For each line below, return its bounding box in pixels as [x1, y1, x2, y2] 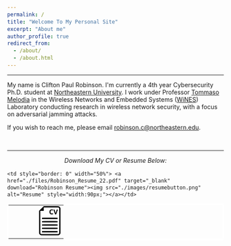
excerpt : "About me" [7, 25, 67, 32]
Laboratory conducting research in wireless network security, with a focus [7, 102, 218, 111]
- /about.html [13, 55, 54, 62]
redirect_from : [7, 40, 51, 47]
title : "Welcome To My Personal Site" [7, 18, 118, 25]
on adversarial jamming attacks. [7, 110, 98, 118]
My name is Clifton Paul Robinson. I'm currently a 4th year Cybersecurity [7, 80, 214, 89]
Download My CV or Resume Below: [64, 156, 167, 164]
